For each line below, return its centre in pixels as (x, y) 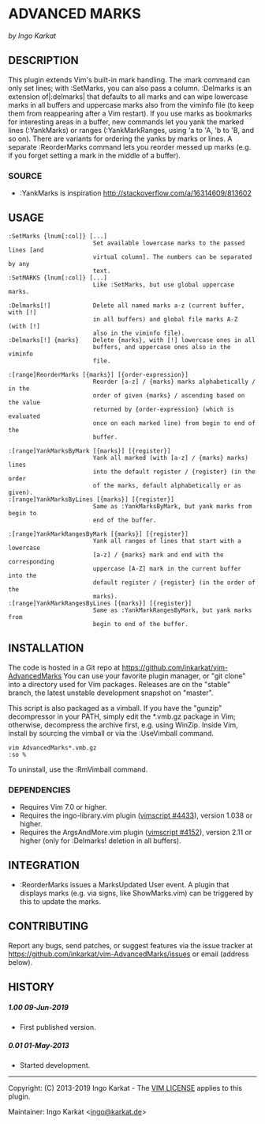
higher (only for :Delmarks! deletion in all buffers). (100, 841)
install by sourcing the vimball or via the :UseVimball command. (111, 733)
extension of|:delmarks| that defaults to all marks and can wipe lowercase (128, 97)
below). (21, 962)
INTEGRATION (44, 866)
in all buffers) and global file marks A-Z (165, 319)
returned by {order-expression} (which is (164, 409)
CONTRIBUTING (49, 927)
